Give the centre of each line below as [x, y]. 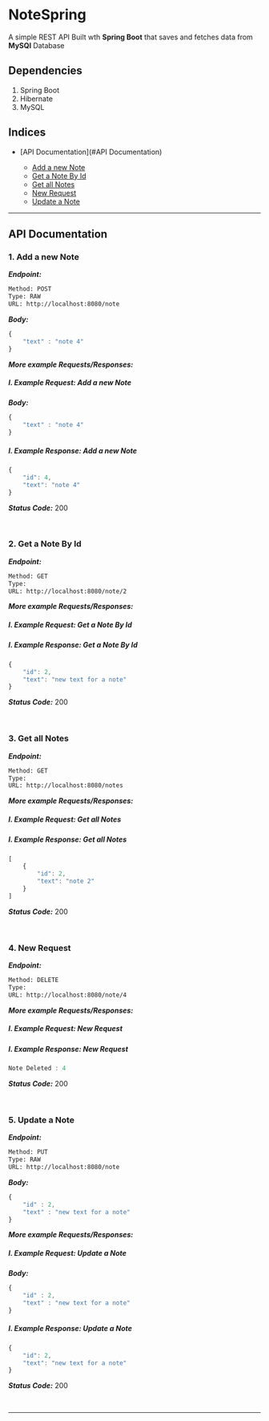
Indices [27, 133]
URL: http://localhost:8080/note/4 [68, 995]
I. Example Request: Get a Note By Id [70, 625]
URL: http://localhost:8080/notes [66, 786]
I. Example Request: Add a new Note [70, 383]
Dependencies [45, 71]
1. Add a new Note [44, 257]
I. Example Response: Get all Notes [68, 839]
